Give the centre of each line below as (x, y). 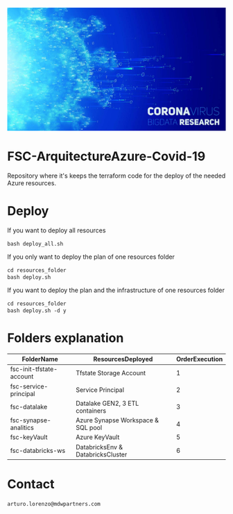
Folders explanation (66, 338)
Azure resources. (32, 183)
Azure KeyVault (98, 437)
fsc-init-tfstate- (34, 369)
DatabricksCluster (102, 454)
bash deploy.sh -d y (37, 310)
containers (91, 411)
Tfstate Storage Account (111, 372)
